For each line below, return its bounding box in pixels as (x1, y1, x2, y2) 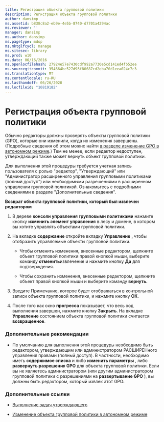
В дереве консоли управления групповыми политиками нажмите (12, 213, 153, 219)
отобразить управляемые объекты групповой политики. (12, 239, 131, 245)
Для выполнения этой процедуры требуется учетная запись (5, 163, 132, 169)
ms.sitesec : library (5, 48, 47, 53)
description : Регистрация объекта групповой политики (5, 12, 117, 17)
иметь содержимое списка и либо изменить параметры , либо (12, 357, 148, 364)
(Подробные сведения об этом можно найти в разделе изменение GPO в (5, 143, 159, 149)
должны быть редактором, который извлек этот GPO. (12, 378, 125, 384)
